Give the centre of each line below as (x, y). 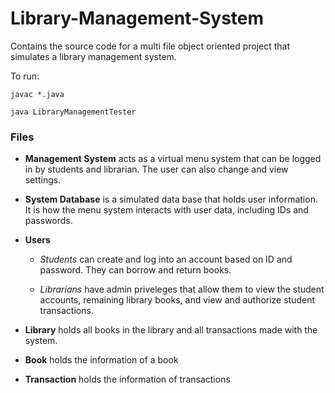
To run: (25, 76)
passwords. (48, 221)
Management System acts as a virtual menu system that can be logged (173, 159)
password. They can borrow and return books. (135, 270)
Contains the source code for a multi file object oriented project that (150, 46)
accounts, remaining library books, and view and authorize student (177, 300)
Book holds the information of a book (101, 360)
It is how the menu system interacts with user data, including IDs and (166, 210)
